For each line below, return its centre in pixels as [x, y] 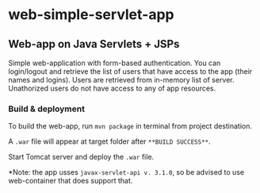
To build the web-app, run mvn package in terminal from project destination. [130, 126]
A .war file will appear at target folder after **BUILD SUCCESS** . [110, 141]
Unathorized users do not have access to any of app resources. [112, 88]
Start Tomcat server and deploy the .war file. [81, 157]
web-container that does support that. [71, 181]
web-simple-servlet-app [91, 15]
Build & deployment [47, 109]
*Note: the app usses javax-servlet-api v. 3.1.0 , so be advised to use [126, 172]
